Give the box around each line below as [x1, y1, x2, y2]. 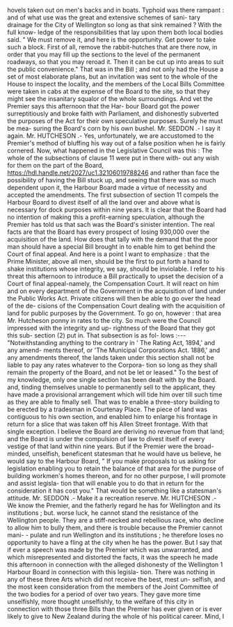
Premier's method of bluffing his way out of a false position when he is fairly [7, 139, 226, 147]
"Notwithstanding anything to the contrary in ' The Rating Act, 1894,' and [7, 339, 216, 347]
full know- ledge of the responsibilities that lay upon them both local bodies [7, 28, 224, 36]
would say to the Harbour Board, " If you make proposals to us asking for [7, 457, 216, 465]
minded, [7, 450, 31, 458]
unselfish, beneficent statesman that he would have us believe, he [32, 450, 222, 458]
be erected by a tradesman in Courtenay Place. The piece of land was [7, 405, 207, 413]
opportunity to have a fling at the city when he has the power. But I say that [7, 539, 223, 546]
